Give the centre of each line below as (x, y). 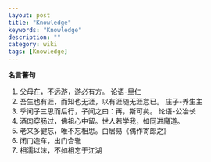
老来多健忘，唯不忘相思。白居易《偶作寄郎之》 (95, 131)
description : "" (34, 37)
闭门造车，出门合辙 (50, 140)
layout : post (29, 15)
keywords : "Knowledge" (45, 30)
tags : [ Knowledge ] (38, 52)
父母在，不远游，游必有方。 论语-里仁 (80, 92)
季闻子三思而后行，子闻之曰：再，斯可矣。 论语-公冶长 (108, 111)
